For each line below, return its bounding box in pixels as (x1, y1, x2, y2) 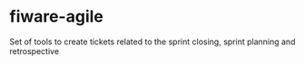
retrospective (9, 45, 60, 56)
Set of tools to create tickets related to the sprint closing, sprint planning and (9, 36, 296, 47)
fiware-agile (9, 6, 104, 27)
